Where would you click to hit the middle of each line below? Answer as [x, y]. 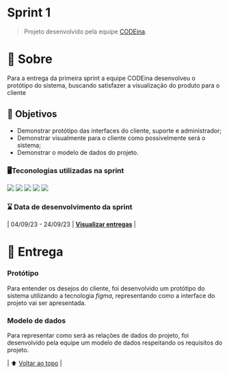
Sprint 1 [29, 13]
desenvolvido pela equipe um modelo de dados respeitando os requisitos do [115, 343]
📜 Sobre [30, 59]
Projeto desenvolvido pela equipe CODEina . [85, 31]
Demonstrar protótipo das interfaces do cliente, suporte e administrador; [119, 131]
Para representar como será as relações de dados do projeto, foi [98, 336]
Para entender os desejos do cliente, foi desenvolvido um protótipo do [106, 288]
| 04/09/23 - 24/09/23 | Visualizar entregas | [72, 224]
